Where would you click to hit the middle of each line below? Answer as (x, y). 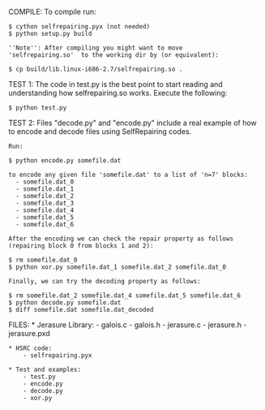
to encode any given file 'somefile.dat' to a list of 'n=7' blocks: (128, 175)
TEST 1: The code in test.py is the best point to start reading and (115, 84)
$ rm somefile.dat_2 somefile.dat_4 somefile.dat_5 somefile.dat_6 (125, 296)
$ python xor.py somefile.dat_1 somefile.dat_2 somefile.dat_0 (118, 267)
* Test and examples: (45, 369)
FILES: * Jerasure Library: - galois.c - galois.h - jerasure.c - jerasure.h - (128, 325)
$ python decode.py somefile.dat (65, 303)
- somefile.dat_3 (45, 203)
